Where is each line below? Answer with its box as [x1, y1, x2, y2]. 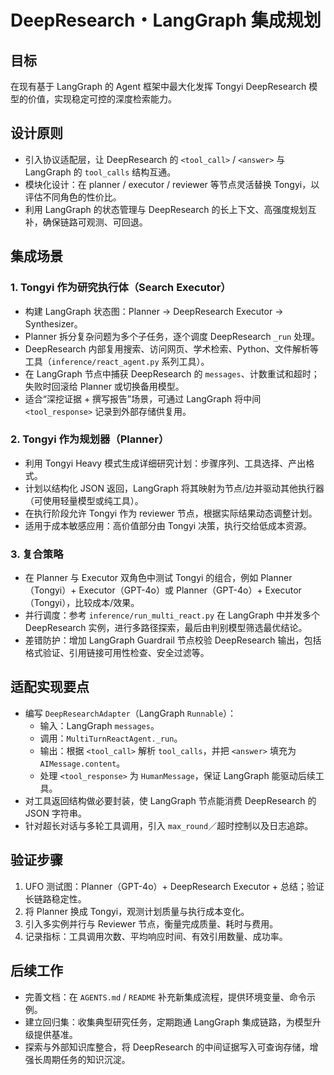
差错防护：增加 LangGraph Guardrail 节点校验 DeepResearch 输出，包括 [24, 634, 322, 646]
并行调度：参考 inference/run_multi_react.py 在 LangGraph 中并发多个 [24, 609, 321, 621]
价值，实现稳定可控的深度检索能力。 [27, 93, 177, 105]
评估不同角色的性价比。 [24, 191, 122, 203]
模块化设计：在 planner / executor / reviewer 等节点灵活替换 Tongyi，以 [24, 178, 320, 190]
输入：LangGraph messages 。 [39, 719, 160, 731]
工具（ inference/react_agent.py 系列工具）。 [24, 355, 210, 367]
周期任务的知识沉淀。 [42, 1053, 131, 1065]
